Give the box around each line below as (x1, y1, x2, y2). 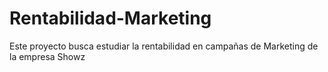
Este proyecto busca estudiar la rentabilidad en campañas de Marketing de (9, 40, 319, 52)
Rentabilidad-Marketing (9, 7, 212, 30)
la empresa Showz (9, 50, 86, 62)
